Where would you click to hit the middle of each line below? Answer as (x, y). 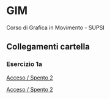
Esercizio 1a (24, 64)
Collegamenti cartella (48, 47)
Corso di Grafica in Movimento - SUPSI (56, 28)
